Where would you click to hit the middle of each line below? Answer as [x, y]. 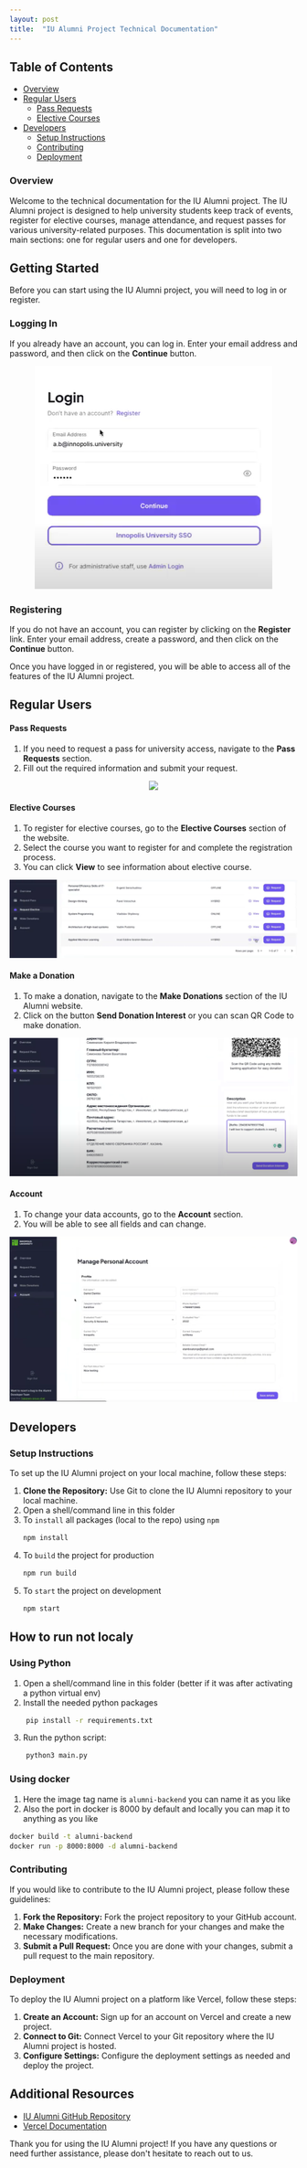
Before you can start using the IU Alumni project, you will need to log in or [148, 290]
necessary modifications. [70, 1936]
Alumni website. [53, 1005]
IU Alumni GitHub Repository [76, 2116]
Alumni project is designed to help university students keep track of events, [152, 210]
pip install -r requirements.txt [90, 1720]
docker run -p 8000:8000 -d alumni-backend [94, 1846]
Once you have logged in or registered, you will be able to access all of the [150, 666]
